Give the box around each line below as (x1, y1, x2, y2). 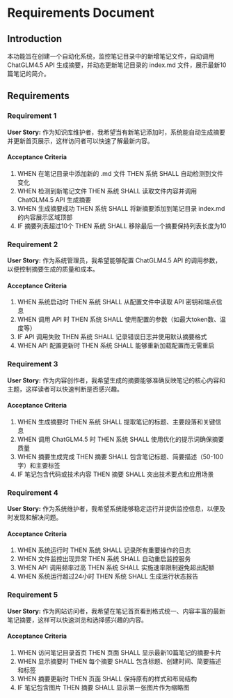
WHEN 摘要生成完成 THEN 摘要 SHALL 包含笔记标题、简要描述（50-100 (17, 452, 224, 461)
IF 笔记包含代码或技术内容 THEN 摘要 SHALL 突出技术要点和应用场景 (17, 470, 214, 478)
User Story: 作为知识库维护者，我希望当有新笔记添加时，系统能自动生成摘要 (7, 128, 226, 136)
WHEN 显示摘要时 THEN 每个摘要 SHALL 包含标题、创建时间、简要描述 (17, 657, 221, 665)
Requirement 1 (7, 111, 57, 121)
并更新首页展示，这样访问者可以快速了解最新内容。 (7, 136, 154, 144)
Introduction (7, 33, 63, 45)
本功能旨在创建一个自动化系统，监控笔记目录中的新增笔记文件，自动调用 (7, 52, 214, 60)
